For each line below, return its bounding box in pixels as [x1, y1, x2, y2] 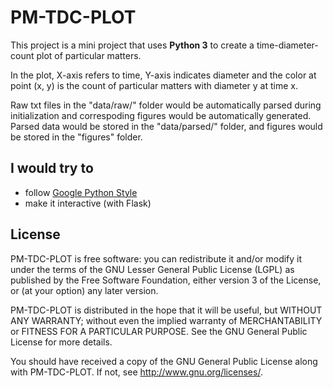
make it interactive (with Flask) [24, 197, 152, 209]
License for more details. [10, 336, 113, 348]
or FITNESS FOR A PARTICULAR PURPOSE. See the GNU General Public [10, 325, 308, 337]
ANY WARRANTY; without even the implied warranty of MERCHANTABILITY [10, 314, 323, 326]
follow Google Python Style [24, 186, 138, 198]
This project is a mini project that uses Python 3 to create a [10, 39, 255, 51]
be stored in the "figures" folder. [10, 131, 143, 143]
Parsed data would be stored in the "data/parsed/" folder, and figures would [10, 120, 323, 132]
